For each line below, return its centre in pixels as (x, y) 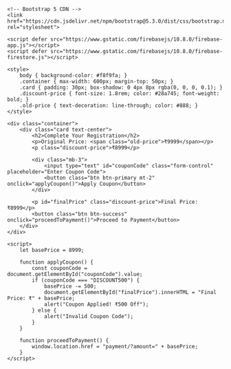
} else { (44, 310)
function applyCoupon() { (57, 262)
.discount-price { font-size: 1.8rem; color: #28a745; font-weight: (120, 94)
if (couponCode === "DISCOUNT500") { (86, 280)
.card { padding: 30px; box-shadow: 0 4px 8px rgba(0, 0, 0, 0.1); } (121, 87)
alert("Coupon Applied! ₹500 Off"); (96, 304)
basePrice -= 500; (70, 286)
